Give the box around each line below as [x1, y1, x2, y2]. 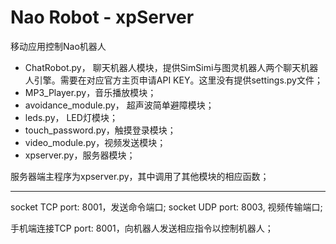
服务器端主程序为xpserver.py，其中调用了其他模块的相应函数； [10, 170, 270, 182]
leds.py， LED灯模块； [24, 111, 118, 123]
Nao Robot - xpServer [10, 6, 195, 29]
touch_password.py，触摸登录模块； [24, 124, 177, 136]
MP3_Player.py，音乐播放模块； [24, 86, 157, 98]
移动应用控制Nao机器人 [10, 40, 107, 52]
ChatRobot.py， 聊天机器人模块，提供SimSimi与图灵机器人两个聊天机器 [24, 61, 319, 73]
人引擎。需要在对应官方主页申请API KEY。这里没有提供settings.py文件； [24, 74, 323, 86]
